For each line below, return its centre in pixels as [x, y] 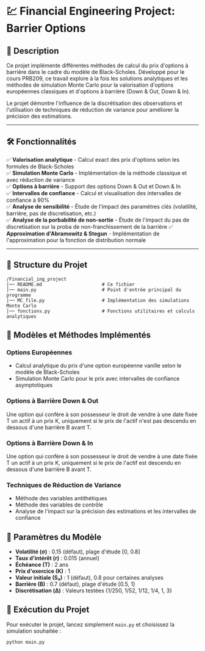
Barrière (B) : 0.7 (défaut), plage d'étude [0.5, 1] [75, 584]
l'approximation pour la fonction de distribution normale [76, 240]
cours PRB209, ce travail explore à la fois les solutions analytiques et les [97, 78]
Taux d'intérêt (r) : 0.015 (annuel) [57, 558]
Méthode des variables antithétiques [61, 498]
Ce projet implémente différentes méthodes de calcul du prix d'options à [97, 65]
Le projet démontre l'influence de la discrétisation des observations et [94, 103]
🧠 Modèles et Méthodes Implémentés [79, 335]
